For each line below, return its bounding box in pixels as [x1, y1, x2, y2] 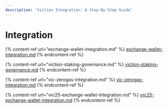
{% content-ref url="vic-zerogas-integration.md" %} [5, 77, 115, 83]
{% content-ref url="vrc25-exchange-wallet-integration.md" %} [5, 92, 139, 98]
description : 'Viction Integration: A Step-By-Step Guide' [5, 7, 133, 13]
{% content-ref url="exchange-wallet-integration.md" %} [5, 46, 125, 52]
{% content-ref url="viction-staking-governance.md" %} [5, 61, 124, 67]
